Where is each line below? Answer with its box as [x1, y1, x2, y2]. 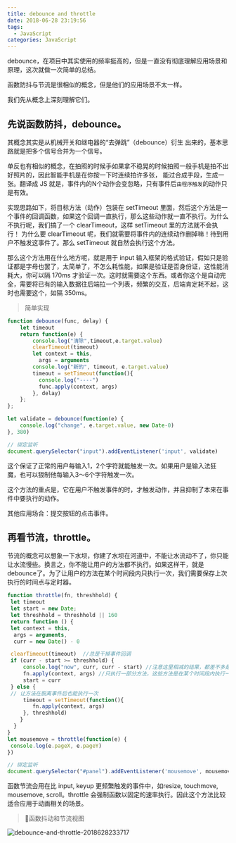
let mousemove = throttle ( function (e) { [7, 735, 128, 743]
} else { [10, 683, 37, 690]
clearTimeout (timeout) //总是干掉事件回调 [10, 651, 131, 658]
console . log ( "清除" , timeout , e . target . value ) [32, 337, 163, 344]
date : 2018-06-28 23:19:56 [7, 17, 86, 24]
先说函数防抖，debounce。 [7, 118, 126, 130]
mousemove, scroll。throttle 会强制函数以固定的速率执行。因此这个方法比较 [7, 790, 226, 799]
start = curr [22, 677, 61, 684]
